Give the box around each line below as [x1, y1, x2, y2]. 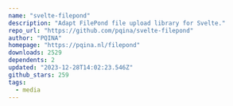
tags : [8, 78, 26, 86]
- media [15, 85, 41, 94]
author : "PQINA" [8, 33, 62, 42]
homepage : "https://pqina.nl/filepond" [8, 41, 141, 49]
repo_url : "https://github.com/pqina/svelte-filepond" [8, 26, 194, 34]
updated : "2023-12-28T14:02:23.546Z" [8, 64, 134, 72]
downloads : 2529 [8, 49, 62, 57]
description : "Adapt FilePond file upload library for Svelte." [8, 19, 226, 27]
